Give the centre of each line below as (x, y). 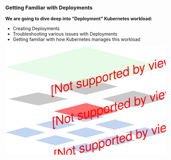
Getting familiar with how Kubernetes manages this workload (77, 39)
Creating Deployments (36, 29)
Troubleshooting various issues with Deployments (65, 34)
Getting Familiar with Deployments (49, 8)
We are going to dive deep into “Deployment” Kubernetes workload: (79, 19)
